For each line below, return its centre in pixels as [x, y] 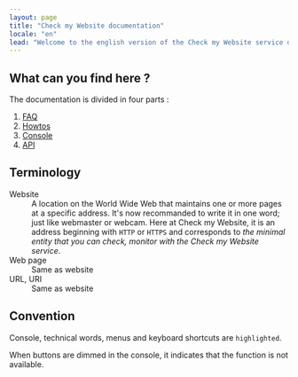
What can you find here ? [80, 78]
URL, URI [26, 279]
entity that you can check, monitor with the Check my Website [145, 241]
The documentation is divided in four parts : [89, 99]
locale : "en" [33, 34]
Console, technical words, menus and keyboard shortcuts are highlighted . [145, 337]
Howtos [36, 126]
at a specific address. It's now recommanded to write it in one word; [156, 213]
